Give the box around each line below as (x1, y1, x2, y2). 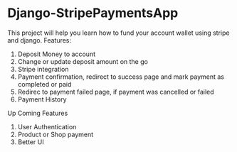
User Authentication (17, 122, 77, 131)
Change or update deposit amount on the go (17, 57, 148, 65)
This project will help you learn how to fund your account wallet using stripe (7, 28, 230, 37)
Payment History (17, 94, 67, 104)
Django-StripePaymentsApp (7, 5, 179, 21)
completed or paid (17, 80, 72, 88)
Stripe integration (17, 65, 69, 73)
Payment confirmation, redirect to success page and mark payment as (17, 72, 224, 81)
